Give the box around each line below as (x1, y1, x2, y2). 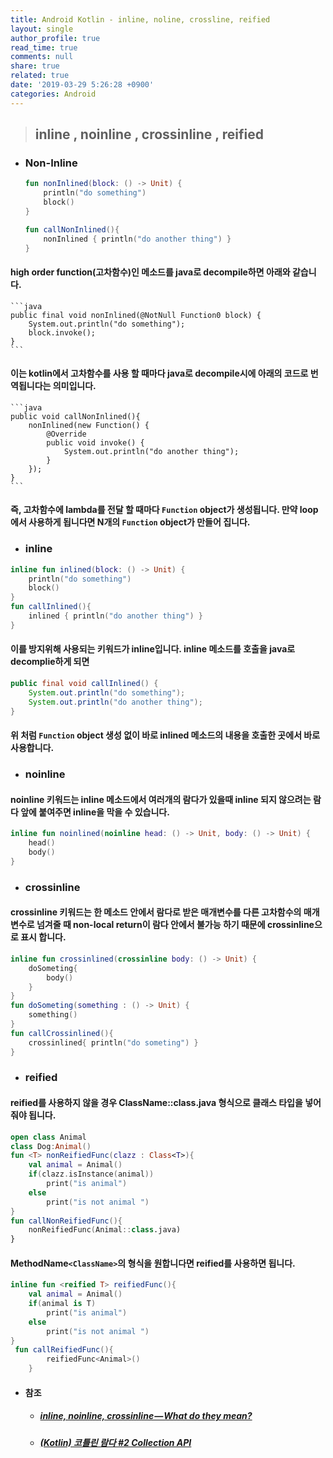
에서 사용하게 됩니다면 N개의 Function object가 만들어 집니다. (10, 516, 251, 528)
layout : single (10, 24, 74, 34)
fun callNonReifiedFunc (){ (10, 1216, 123, 1226)
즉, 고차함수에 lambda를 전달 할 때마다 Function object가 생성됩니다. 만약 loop (10, 504, 319, 516)
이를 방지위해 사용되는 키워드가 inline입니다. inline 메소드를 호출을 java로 (10, 643, 296, 655)
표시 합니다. (20, 931, 67, 943)
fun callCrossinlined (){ (10, 1028, 114, 1038)
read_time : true (10, 42, 78, 53)
